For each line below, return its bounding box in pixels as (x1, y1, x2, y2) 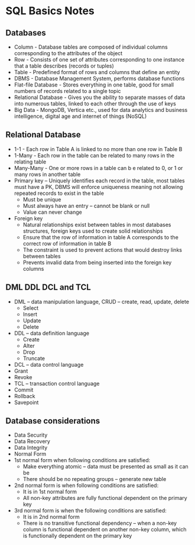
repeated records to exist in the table (14, 190, 105, 197)
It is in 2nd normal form (22, 514, 80, 521)
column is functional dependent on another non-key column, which (22, 526, 187, 533)
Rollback (14, 392, 36, 399)
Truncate (22, 354, 45, 362)
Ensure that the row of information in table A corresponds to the (22, 233, 178, 241)
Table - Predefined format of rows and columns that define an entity (14, 69, 180, 75)
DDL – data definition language (14, 329, 90, 336)
